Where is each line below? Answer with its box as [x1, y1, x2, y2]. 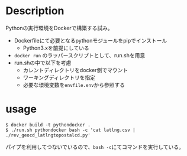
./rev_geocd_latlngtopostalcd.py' [5, 132, 91, 138]
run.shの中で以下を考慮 [14, 59, 72, 66]
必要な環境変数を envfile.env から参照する [22, 81, 125, 88]
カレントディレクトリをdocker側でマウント [22, 66, 128, 73]
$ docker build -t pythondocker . [5, 122, 91, 128]
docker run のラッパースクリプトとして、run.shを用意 [14, 51, 146, 58]
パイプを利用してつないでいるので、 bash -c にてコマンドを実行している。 [5, 143, 185, 150]
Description [5, 4, 65, 18]
